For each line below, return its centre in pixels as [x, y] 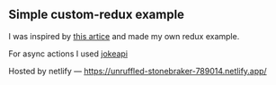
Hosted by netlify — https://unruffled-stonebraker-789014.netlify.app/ [138, 71]
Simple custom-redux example [97, 15]
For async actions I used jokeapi [68, 54]
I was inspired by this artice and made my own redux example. [124, 36]
